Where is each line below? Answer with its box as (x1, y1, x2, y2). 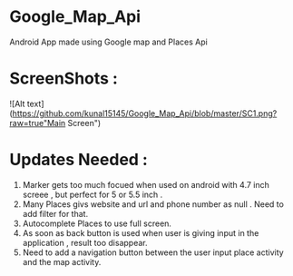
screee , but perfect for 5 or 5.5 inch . (22, 189, 163, 200)
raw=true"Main (9, 117, 66, 128)
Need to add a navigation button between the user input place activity (22, 247, 284, 258)
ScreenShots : (9, 68, 118, 89)
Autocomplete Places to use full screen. (22, 218, 172, 229)
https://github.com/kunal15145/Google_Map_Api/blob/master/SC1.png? (12, 107, 278, 119)
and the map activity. (22, 256, 102, 267)
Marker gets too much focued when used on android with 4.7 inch (22, 179, 270, 190)
